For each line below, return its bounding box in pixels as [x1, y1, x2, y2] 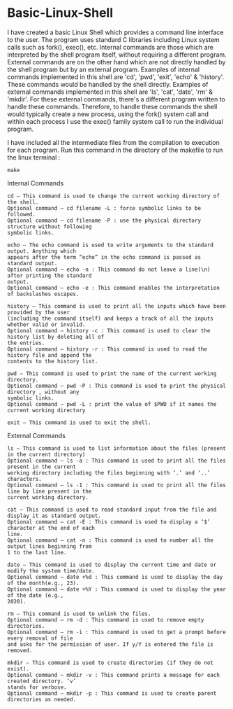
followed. [7, 211, 36, 218]
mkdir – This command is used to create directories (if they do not [7, 659, 214, 666]
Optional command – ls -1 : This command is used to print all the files [7, 482, 227, 489]
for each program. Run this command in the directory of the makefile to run [7, 146, 223, 154]
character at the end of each [7, 524, 96, 531]
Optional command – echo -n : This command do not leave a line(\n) [7, 266, 211, 273]
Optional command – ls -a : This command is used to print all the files [7, 457, 227, 464]
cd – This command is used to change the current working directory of [7, 192, 220, 199]
